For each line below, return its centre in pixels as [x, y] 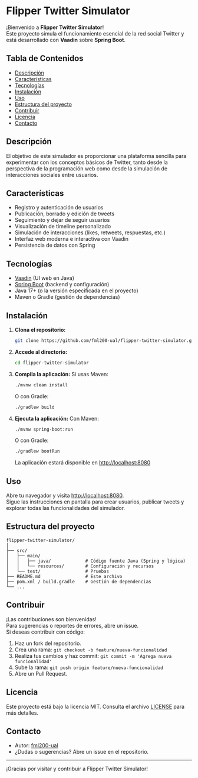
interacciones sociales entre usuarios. [52, 175]
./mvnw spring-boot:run [44, 429]
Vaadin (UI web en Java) [44, 278]
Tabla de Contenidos [45, 58]
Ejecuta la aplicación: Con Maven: [57, 418]
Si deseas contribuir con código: [46, 632]
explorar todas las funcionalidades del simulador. [66, 508]
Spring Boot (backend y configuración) [62, 285]
